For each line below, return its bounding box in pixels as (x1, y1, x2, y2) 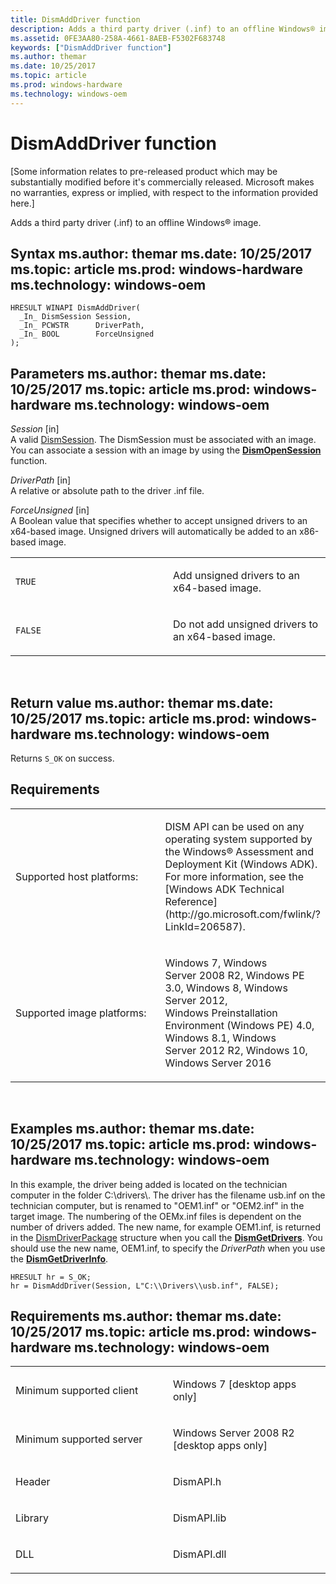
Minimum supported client (15, 1384, 139, 1398)
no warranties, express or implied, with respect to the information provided (10, 186, 319, 198)
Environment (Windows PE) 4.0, (164, 1018, 315, 1032)
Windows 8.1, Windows (164, 1031, 277, 1045)
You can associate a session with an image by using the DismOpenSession (10, 444, 322, 456)
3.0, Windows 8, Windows (164, 981, 288, 995)
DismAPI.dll (173, 1547, 227, 1561)
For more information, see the (164, 869, 305, 883)
